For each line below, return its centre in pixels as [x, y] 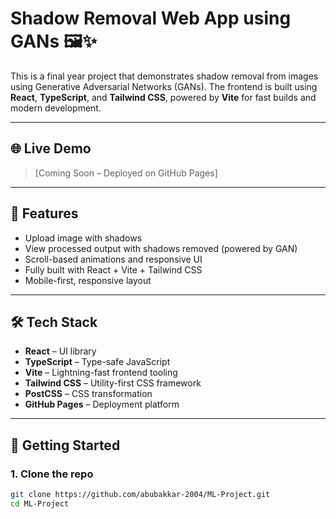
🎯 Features [44, 213]
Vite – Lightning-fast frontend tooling [101, 373]
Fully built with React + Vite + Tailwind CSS [113, 269]
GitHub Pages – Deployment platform [102, 404]
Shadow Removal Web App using [151, 18]
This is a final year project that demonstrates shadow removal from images [164, 76]
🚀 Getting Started [65, 445]
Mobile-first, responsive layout [88, 280]
